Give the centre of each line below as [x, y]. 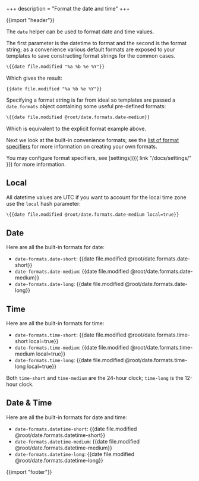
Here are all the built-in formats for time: [55, 323]
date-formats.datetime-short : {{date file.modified [76, 429]
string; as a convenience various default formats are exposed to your [91, 49]
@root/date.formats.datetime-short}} [60, 435]
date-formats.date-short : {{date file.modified [70, 259]
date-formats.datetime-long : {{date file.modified [75, 454]
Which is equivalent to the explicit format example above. [76, 128]
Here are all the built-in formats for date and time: [67, 417]
